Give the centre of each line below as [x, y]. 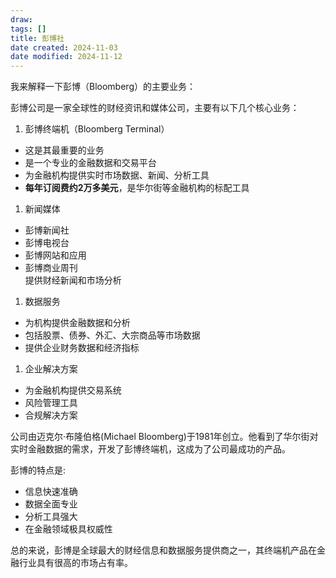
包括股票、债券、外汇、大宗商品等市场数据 [112, 335]
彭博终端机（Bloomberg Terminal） [97, 129]
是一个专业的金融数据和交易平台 [90, 163]
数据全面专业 [51, 504]
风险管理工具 [51, 403]
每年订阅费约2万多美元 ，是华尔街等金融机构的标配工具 [137, 188]
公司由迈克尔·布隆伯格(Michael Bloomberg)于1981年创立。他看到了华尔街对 [164, 437]
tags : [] [28, 29]
